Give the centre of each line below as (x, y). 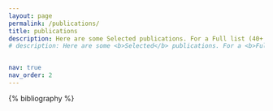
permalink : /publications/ (54, 23)
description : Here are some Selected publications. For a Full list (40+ (136, 38)
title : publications (43, 31)
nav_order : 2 (30, 75)
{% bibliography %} (41, 98)
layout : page (30, 16)
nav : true (25, 68)
